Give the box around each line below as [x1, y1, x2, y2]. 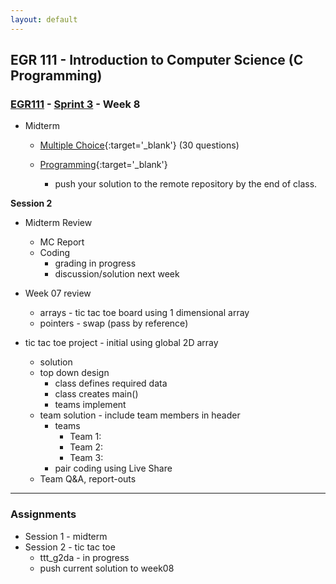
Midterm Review [24, 217, 93, 229]
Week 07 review [24, 287, 92, 300]
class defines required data [54, 377, 168, 390]
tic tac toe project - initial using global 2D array [24, 337, 219, 349]
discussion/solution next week [54, 268, 180, 280]
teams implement [54, 399, 127, 411]
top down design [39, 367, 110, 379]
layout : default [10, 14, 78, 25]
